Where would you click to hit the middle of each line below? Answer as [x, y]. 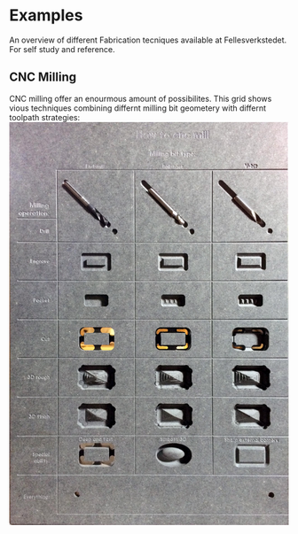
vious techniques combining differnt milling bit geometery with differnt [138, 108]
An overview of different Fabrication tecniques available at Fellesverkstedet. [148, 40]
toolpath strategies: [45, 117]
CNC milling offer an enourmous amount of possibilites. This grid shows [141, 98]
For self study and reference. [62, 49]
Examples [46, 15]
